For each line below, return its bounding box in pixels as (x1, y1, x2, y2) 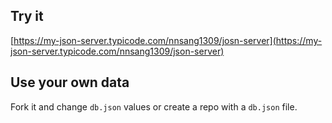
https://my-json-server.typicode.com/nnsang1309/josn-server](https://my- (13, 34, 323, 46)
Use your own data (10, 74, 130, 91)
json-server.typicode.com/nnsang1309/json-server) (10, 45, 225, 57)
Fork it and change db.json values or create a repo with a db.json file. (10, 100, 298, 113)
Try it (10, 8, 44, 25)
